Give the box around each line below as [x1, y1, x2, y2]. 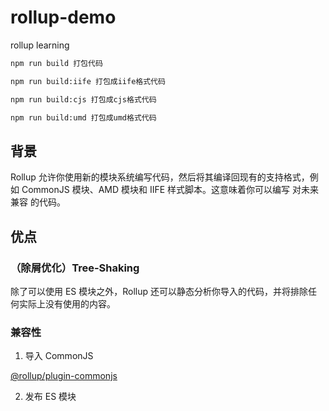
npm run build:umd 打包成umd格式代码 [10, 112, 157, 123]
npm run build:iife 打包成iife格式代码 [10, 76, 166, 86]
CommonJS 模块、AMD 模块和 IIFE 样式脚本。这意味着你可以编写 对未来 [21, 184, 320, 196]
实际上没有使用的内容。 [18, 297, 116, 310]
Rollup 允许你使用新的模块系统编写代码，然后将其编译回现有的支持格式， [10, 171, 310, 183]
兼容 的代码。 [10, 196, 66, 208]
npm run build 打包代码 [10, 58, 103, 68]
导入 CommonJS [24, 350, 94, 362]
